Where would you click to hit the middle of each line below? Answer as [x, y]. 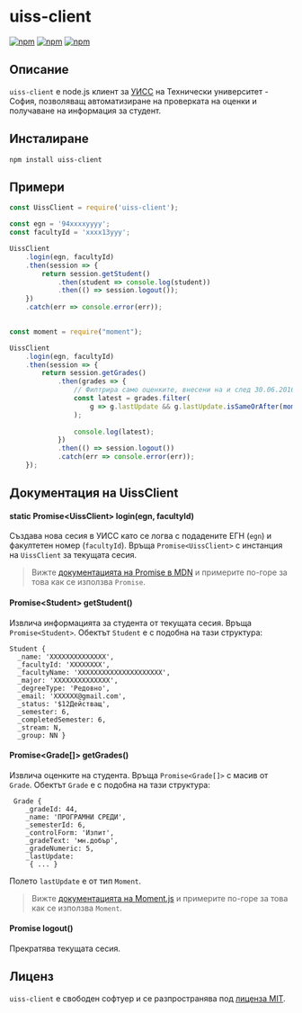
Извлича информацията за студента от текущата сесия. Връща [130, 623]
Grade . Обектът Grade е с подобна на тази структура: [110, 784]
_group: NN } [42, 735]
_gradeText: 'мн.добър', [72, 840]
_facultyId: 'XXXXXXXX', [64, 664]
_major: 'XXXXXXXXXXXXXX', [68, 680]
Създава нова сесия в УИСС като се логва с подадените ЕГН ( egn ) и [141, 536]
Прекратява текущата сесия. [65, 949]
